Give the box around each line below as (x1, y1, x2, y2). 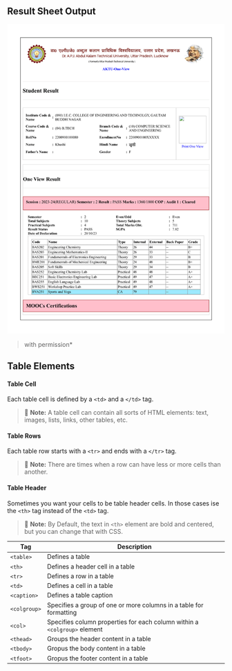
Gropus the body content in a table (47, 644, 146, 653)
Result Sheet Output (7, 6, 96, 17)
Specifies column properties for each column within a (47, 618, 199, 626)
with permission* (23, 340, 73, 348)
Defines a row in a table (47, 571, 114, 580)
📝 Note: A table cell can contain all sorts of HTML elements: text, (23, 409, 209, 417)
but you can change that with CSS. (23, 527, 123, 535)
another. (23, 467, 48, 476)
